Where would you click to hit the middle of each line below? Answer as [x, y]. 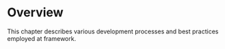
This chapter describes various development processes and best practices [113, 31]
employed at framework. [42, 38]
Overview [35, 13]
